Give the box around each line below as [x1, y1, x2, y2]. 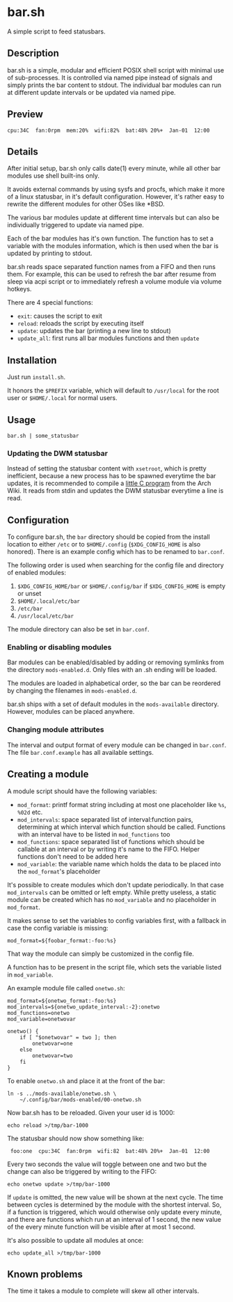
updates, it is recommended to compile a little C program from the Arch [7, 479, 211, 488]
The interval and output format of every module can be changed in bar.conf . [7, 740, 227, 749]
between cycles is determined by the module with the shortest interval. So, [7, 1200, 222, 1209]
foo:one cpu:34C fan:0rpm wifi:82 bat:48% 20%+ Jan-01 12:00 [10, 1147, 210, 1154]
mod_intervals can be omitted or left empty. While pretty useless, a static [7, 888, 217, 896]
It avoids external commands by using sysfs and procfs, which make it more [7, 185, 225, 194]
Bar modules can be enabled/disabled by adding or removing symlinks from [7, 658, 225, 666]
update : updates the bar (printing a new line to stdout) [17, 327, 172, 335]
